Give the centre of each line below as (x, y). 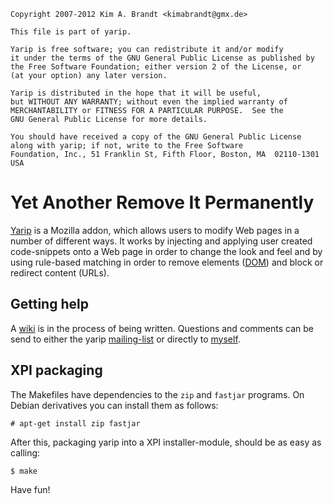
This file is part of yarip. (71, 32)
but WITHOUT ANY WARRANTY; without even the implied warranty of (149, 102)
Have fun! (30, 489)
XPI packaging (56, 370)
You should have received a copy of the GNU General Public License (156, 137)
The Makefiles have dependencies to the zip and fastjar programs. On (157, 394)
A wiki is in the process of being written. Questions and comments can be (162, 328)
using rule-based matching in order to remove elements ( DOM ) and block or (167, 262)
